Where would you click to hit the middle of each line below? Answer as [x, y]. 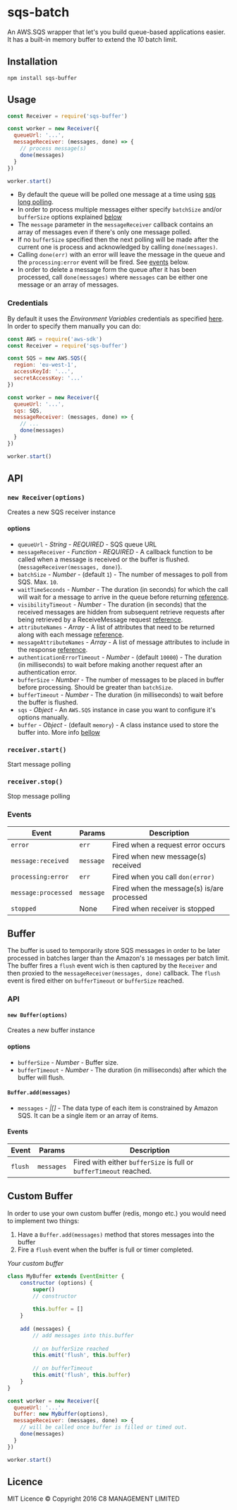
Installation [32, 62]
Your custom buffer [35, 1263]
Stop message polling [39, 796]
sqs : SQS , [28, 411]
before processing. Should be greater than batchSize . [95, 687]
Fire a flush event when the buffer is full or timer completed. [105, 1249]
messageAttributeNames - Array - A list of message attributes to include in [123, 642]
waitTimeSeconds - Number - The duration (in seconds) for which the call [123, 589]
